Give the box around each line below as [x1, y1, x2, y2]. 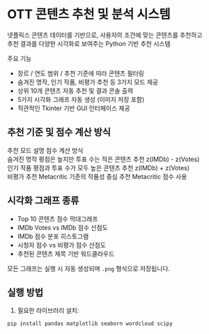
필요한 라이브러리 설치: [17, 306, 79, 314]
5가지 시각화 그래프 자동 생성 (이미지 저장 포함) [17, 95, 145, 103]
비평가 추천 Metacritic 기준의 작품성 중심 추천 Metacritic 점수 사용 [7, 172, 187, 181]
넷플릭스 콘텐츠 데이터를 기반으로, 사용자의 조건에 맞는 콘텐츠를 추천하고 [7, 31, 203, 39]
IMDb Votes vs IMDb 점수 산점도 [17, 223, 108, 231]
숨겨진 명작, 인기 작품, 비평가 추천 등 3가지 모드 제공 [17, 77, 159, 86]
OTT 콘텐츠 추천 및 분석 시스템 [7, 6, 171, 22]
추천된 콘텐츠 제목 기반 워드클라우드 [17, 249, 115, 258]
